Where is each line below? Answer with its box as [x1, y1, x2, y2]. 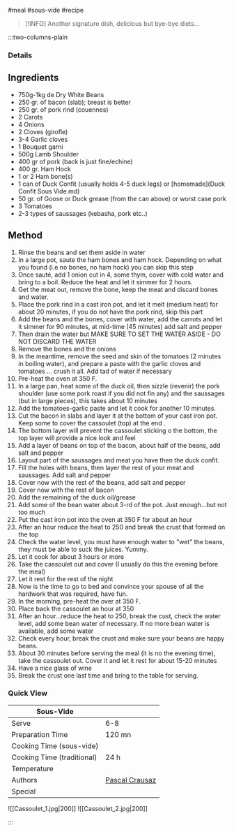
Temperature [11, 764, 54, 773]
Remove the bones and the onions [17, 344, 117, 353]
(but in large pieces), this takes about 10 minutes [17, 396, 157, 404]
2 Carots [17, 112, 43, 121]
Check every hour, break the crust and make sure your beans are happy [17, 634, 225, 642]
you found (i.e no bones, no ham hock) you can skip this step [17, 263, 194, 271]
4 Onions [17, 120, 45, 129]
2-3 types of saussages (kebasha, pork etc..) [17, 209, 148, 217]
